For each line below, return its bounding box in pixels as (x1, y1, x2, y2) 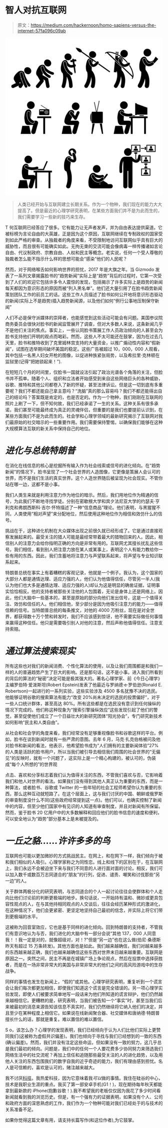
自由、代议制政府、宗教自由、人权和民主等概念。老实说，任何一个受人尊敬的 (5, 249, 163, 256)
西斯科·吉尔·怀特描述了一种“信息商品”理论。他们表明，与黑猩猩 (26, 504, 156, 510)
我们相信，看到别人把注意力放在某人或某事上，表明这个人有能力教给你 (13, 546, 158, 552)
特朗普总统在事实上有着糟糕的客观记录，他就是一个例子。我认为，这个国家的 (5, 569, 163, 575)
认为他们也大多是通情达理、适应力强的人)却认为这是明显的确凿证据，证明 (5, 582, 156, 588)
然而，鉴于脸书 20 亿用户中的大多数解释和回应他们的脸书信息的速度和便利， (5, 809, 162, 815)
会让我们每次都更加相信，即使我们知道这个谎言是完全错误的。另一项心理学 (5, 985, 158, 991)
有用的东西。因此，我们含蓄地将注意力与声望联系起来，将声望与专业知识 (9, 552, 158, 559)
